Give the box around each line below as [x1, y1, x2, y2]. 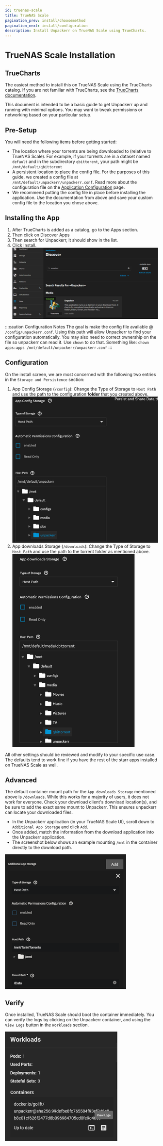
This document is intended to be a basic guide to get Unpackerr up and [5, 102, 148, 108]
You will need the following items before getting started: [5, 139, 117, 145]
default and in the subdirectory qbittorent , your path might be [12, 158, 138, 164]
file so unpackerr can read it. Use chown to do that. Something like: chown [5, 339, 149, 345]
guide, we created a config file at [12, 174, 79, 180]
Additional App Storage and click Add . [12, 824, 88, 830]
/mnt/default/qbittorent [12, 164, 63, 169]
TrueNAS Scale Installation [5, 50, 115, 61]
